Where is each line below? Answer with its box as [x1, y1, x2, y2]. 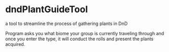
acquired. [5, 41, 25, 47]
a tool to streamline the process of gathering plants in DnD [5, 20, 128, 27]
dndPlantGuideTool [5, 4, 88, 15]
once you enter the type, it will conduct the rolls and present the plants [5, 36, 154, 42]
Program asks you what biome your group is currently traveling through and [5, 30, 164, 36]
